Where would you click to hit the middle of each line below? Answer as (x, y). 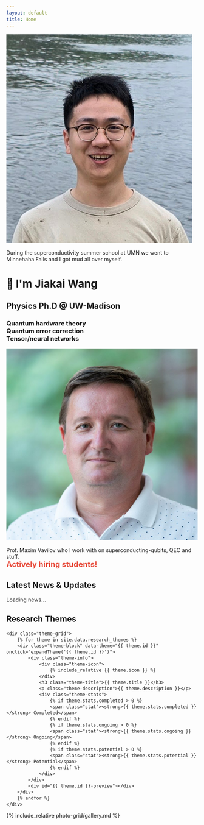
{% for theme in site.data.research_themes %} (77, 640)
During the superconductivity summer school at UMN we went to (87, 252)
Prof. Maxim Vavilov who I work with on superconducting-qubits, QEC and (99, 550)
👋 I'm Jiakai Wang (52, 284)
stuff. (13, 557)
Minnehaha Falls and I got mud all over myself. (64, 259)
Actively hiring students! (52, 565)
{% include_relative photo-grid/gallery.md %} (63, 816)
